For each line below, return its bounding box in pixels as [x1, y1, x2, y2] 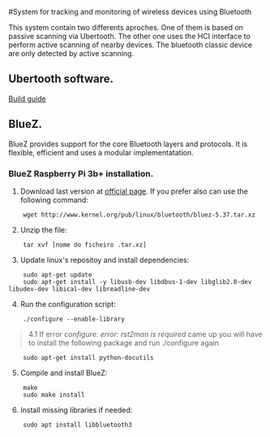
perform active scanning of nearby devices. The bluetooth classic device [8, 40, 253, 50]
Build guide [8, 94, 46, 103]
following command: [19, 194, 89, 204]
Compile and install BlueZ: [19, 368, 108, 378]
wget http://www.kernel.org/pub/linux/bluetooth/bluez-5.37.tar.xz [23, 211, 255, 219]
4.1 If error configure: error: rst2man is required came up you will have [28, 329, 263, 339]
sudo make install [23, 391, 85, 399]
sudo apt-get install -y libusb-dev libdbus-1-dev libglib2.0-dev [23, 277, 252, 286]
